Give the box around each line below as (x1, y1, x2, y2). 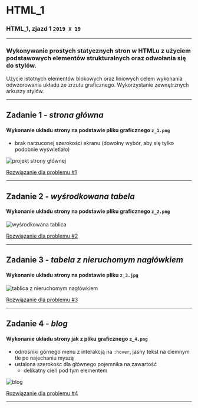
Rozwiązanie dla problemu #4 (6, 390, 78, 397)
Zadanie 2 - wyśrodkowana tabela (6, 191, 135, 201)
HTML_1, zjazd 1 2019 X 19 (6, 25, 81, 33)
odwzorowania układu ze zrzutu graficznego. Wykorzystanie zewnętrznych (6, 81, 189, 88)
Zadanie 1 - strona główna (6, 110, 104, 120)
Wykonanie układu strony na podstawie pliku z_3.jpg (6, 271, 138, 278)
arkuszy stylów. (6, 87, 44, 94)
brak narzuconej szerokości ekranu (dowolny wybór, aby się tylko (14, 140, 174, 147)
